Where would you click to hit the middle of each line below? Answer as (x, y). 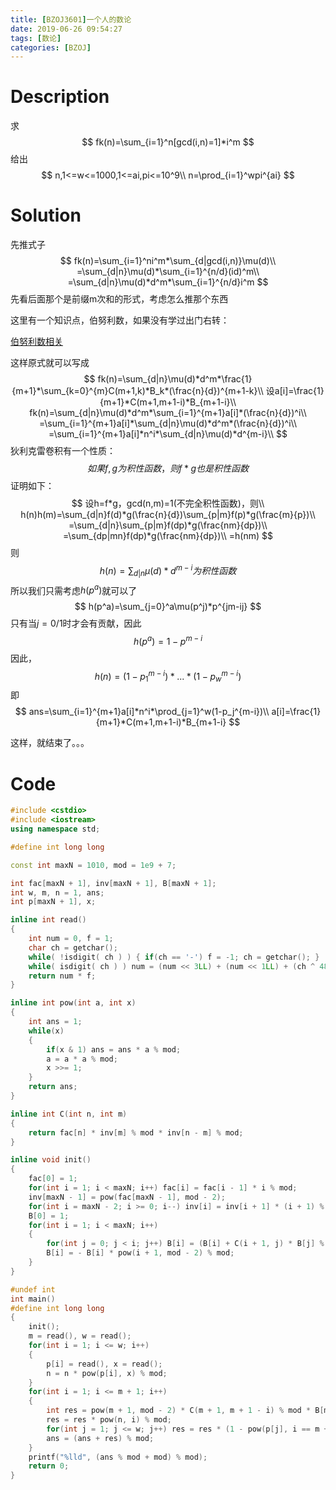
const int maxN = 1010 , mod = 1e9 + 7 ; (93, 865)
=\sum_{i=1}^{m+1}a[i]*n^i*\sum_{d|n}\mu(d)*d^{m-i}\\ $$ (168, 434)
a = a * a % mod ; (82, 1059)
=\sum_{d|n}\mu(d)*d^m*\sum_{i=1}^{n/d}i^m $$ (168, 282)
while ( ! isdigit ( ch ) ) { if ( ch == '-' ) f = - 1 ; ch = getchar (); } (174, 957)
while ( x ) (46, 1031)
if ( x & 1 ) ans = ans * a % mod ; (114, 1049)
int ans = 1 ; (55, 1022)
